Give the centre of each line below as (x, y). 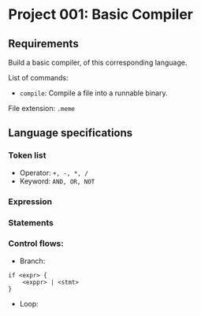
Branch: (32, 261)
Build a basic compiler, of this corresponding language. (98, 62)
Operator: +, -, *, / (54, 173)
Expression (30, 201)
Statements (31, 222)
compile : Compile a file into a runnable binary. (93, 93)
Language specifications (71, 133)
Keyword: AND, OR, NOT (57, 181)
